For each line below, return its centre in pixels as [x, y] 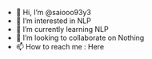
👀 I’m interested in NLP [54, 21]
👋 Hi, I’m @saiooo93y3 [54, 12]
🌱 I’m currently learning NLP [62, 29]
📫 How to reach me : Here [60, 47]
